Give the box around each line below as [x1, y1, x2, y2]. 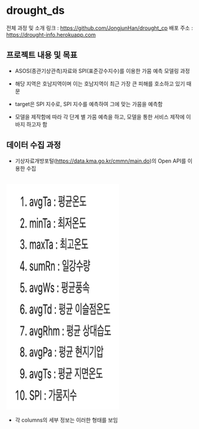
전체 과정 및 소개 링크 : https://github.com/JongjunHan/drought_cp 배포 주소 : [6, 24, 194, 31]
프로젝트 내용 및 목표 [6, 50, 78, 60]
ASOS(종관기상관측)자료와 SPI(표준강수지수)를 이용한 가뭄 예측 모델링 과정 [14, 67, 191, 74]
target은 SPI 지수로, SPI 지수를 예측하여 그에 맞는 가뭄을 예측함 [14, 100, 163, 107]
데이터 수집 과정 [6, 140, 61, 151]
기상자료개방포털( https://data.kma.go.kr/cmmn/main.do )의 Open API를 [14, 157, 186, 164]
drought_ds [6, 4, 65, 17]
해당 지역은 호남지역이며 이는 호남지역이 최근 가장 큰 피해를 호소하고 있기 [14, 80, 185, 87]
